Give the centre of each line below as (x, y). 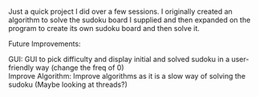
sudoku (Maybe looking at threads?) (68, 84)
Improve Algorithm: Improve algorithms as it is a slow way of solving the (127, 76)
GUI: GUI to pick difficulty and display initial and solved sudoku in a (119, 59)
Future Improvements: (45, 44)
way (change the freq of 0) (80, 68)
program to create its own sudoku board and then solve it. (104, 28)
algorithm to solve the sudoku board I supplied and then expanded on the (129, 20)
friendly (21, 68)
